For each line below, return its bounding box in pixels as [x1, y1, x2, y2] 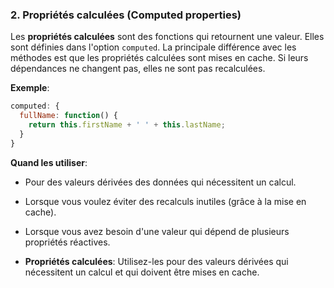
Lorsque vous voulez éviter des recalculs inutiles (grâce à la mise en [24, 195, 307, 207]
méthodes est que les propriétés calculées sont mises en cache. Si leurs [10, 52, 309, 64]
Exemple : [10, 82, 50, 94]
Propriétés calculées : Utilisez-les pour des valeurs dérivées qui [24, 255, 289, 267]
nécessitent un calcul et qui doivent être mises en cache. [24, 266, 260, 278]
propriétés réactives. [24, 236, 111, 248]
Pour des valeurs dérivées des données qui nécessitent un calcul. [24, 176, 297, 188]
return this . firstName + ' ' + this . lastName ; [28, 120, 226, 130]
